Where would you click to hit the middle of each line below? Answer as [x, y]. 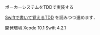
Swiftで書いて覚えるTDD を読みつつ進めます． [51, 17]
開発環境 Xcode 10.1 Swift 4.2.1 [36, 28]
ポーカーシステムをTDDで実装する [40, 7]
